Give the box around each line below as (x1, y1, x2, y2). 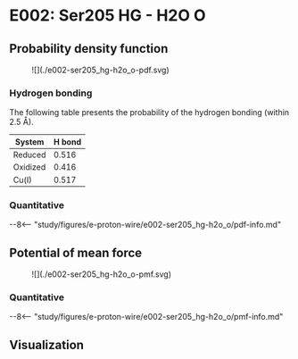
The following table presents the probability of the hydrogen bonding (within (9, 107, 290, 118)
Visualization (9, 337, 85, 353)
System (14, 136, 45, 147)
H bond (53, 136, 82, 147)
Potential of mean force (9, 245, 143, 260)
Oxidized (12, 162, 46, 172)
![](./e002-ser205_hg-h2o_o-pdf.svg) (31, 64, 170, 75)
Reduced (12, 149, 46, 161)
